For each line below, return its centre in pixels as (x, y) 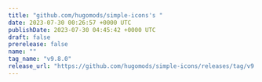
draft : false (29, 37)
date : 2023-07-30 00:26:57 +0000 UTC (70, 23)
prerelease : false (38, 45)
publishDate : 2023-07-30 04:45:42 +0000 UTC (82, 30)
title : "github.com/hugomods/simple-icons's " (86, 15)
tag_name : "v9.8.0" (40, 59)
